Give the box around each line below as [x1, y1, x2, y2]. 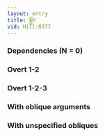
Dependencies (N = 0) [7, 46, 83, 56]
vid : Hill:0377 [7, 23, 51, 30]
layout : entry [7, 10, 49, 17]
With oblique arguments [7, 102, 91, 112]
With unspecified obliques [7, 120, 99, 130]
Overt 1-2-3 [7, 83, 47, 93]
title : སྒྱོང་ [7, 17, 37, 24]
